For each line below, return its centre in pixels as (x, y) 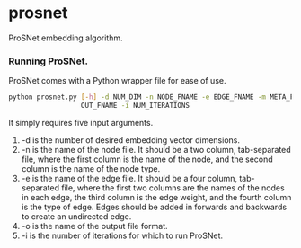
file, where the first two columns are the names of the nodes (173, 188)
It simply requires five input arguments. (81, 122)
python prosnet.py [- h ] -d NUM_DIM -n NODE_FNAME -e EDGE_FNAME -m (137, 97)
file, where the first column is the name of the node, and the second (147, 159)
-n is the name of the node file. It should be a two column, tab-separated (156, 149)
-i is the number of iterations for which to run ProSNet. (122, 235)
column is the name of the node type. (91, 168)
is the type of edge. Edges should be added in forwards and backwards (154, 207)
